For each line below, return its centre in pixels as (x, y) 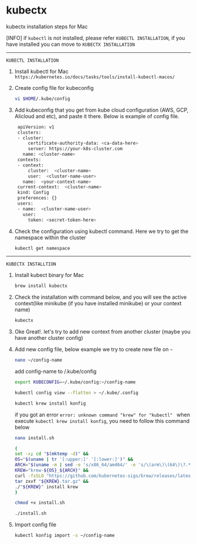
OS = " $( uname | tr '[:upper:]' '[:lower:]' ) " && (74, 459)
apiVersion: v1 (36, 127)
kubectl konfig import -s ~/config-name (64, 536)
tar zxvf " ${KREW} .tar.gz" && (52, 481)
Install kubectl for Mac (41, 71)
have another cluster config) (49, 338)
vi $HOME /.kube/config (42, 99)
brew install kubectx (41, 286)
